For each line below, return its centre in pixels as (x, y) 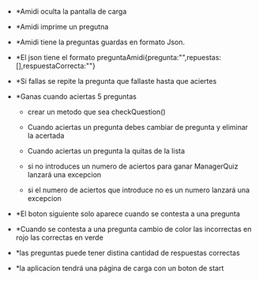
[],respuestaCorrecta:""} (56, 66)
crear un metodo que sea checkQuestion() (96, 112)
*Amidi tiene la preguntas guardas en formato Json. (100, 42)
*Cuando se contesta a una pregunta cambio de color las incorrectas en (133, 229)
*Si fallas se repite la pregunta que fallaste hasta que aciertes (116, 81)
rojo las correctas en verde (60, 237)
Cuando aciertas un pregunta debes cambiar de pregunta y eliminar (138, 127)
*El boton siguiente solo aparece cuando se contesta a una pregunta (128, 214)
